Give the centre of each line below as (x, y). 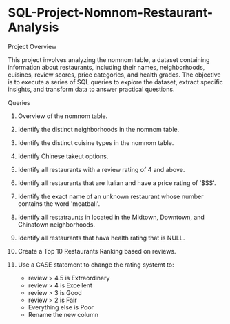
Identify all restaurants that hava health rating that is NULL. (101, 238)
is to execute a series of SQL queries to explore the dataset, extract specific (115, 82)
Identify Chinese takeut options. (63, 156)
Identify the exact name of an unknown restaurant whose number (111, 196)
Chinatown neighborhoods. (56, 224)
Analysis (33, 27)
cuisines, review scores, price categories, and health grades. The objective (114, 75)
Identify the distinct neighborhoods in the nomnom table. (98, 129)
